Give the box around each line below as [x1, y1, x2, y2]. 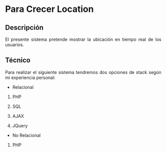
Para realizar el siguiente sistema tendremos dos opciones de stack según [5, 69, 162, 75]
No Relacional [12, 132, 41, 138]
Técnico [5, 56, 31, 65]
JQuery [12, 123, 28, 129]
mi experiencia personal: [5, 75, 55, 80]
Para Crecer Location [5, 3, 94, 15]
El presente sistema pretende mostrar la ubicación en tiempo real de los [5, 36, 162, 42]
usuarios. [5, 42, 24, 48]
